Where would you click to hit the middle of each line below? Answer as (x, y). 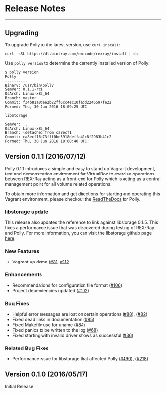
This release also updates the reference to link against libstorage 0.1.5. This (82, 222)
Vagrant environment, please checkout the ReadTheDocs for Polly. (73, 199)
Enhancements (24, 275)
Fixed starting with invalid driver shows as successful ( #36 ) (73, 335)
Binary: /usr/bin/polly (30, 85)
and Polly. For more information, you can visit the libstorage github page (79, 233)
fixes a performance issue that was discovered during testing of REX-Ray (80, 227)
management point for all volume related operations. (59, 184)
